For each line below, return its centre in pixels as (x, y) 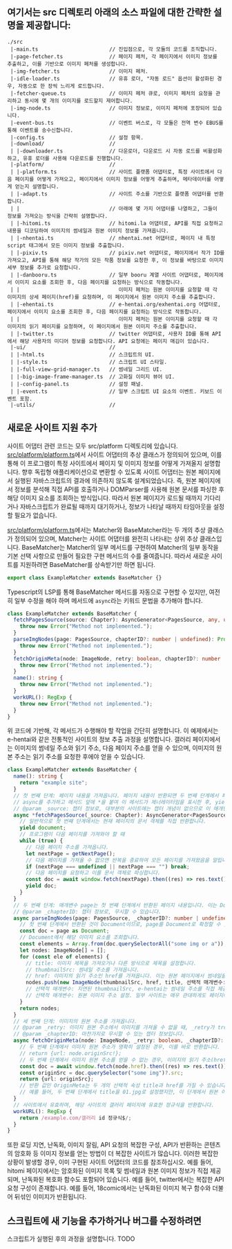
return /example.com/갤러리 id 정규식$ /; (76, 1118)
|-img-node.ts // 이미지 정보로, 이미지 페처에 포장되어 (110, 108)
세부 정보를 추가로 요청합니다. (44, 268)
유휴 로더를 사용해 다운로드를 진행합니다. (73, 158)
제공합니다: (48, 25)
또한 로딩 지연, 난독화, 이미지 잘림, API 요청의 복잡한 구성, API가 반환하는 (105, 1145)
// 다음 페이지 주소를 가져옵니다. (67, 847)
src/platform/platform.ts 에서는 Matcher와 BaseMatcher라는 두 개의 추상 (106, 530)
